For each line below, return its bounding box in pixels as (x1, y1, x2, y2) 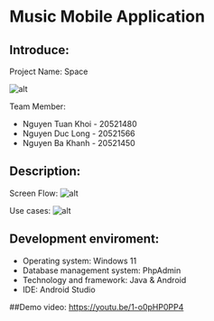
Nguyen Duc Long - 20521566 (22, 128, 135, 139)
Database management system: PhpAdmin (22, 264, 181, 276)
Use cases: (9, 205, 51, 216)
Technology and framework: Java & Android (22, 274, 187, 285)
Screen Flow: (9, 188, 59, 198)
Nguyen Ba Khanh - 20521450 (22, 138, 135, 148)
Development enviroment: (9, 232, 160, 247)
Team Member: (9, 101, 66, 112)
